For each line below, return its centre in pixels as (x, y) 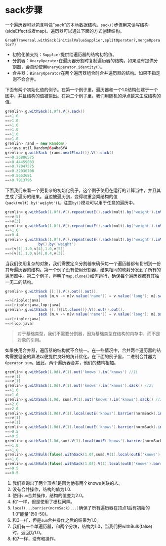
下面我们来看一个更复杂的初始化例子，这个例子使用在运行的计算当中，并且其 (83, 190)
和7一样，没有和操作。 (35, 539)
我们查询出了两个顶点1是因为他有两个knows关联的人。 (67, 483)
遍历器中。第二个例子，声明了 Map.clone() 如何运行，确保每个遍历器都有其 (80, 276)
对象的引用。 (30, 339)
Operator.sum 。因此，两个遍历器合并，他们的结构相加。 (62, 362)
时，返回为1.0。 (28, 532)
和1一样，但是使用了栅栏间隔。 (43, 502)
